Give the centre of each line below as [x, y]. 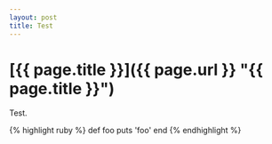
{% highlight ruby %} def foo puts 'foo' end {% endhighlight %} [125, 131]
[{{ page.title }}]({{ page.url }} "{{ [136, 70]
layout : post [33, 17]
